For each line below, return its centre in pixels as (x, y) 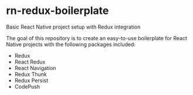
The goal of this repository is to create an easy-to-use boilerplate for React (97, 38)
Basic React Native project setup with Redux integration (73, 27)
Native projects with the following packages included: (71, 44)
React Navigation (35, 68)
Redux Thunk (31, 74)
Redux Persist (31, 80)
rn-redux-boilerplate (57, 11)
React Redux (30, 62)
